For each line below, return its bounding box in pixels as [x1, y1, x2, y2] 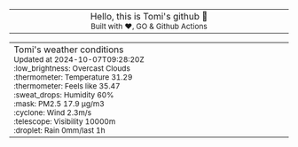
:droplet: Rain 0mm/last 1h [13, 126, 106, 135]
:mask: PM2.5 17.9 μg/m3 [13, 99, 105, 109]
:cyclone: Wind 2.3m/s [13, 108, 92, 118]
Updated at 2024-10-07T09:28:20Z [13, 55, 145, 65]
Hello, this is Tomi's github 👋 [90, 11, 208, 22]
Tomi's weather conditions [13, 43, 124, 56]
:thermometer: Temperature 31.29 [13, 73, 133, 82]
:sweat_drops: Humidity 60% [13, 90, 114, 100]
